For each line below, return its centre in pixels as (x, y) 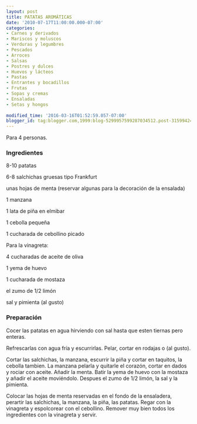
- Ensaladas (21, 99)
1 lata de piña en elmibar (35, 211)
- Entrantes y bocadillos (38, 83)
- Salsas (17, 61)
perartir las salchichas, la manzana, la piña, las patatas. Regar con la (89, 402)
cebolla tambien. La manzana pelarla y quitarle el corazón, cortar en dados (96, 366)
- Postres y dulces (30, 66)
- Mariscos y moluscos (34, 39)
